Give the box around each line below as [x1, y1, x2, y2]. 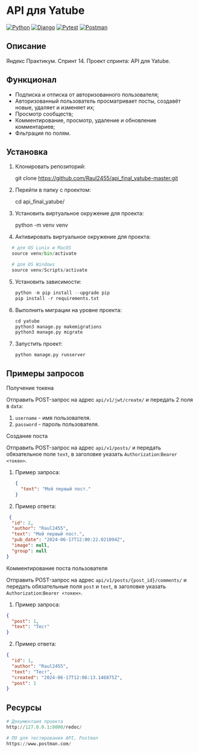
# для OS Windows [11, 261, 55, 268]
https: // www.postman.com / [6, 740, 71, 747]
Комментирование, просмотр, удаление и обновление [14, 116, 157, 124]
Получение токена [6, 385, 54, 392]
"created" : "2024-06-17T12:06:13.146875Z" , [11, 674, 122, 680]
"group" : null [11, 548, 47, 554]
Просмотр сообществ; [14, 110, 74, 117]
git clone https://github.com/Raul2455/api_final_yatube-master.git [14, 175, 178, 182]
